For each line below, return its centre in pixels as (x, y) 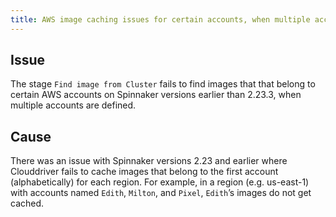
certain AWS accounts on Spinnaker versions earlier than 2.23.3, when (156, 95)
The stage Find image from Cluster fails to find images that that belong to (163, 84)
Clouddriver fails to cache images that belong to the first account (144, 172)
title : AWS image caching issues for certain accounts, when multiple (160, 19)
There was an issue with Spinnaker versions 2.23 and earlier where (149, 161)
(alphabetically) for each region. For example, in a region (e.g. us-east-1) (160, 182)
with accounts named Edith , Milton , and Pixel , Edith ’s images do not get (161, 193)
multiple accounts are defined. (73, 105)
